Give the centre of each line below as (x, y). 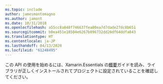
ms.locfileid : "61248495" (31, 50)
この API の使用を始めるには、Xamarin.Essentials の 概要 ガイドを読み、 (76, 65)
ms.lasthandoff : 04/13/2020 (34, 46)
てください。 (18, 77)
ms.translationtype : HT (29, 37)
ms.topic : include (24, 9)
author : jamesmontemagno (30, 14)
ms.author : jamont (24, 18)
